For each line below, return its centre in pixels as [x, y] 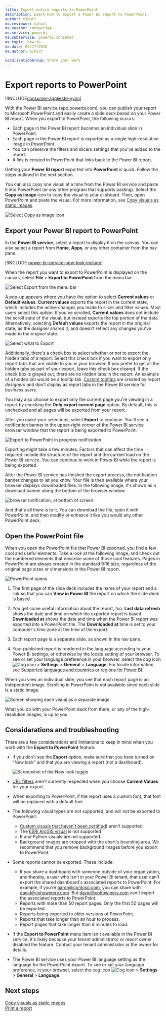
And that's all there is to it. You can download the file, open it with [72, 510]
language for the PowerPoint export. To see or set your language [78, 964]
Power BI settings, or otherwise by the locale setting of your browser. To [86, 654]
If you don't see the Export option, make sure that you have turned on [83, 757]
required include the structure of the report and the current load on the [77, 455]
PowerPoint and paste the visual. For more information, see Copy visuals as [82, 200]
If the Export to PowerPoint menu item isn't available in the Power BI [82, 934]
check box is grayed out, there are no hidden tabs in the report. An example [82, 374]
